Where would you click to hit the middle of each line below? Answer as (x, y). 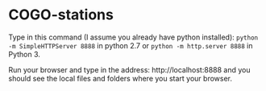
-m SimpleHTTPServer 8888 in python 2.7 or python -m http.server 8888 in (131, 45)
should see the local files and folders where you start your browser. (120, 78)
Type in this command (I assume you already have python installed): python (133, 37)
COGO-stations (61, 15)
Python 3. (24, 54)
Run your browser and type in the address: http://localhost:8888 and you (129, 69)
